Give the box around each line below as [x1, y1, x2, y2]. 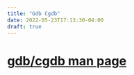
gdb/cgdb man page [7, 53, 127, 69]
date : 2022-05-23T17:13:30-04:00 [7, 17, 104, 24]
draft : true [7, 23, 42, 30]
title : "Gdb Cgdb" [7, 10, 60, 17]
